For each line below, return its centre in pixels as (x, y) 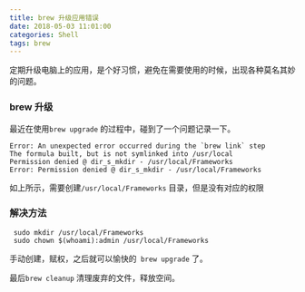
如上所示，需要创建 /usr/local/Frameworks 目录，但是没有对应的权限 (137, 188)
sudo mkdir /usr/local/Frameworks (79, 232)
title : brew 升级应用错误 (54, 18)
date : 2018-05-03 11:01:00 (60, 26)
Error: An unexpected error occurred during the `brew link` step (138, 146)
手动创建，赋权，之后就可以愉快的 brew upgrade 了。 (109, 258)
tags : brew (30, 43)
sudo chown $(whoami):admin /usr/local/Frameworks (111, 240)
